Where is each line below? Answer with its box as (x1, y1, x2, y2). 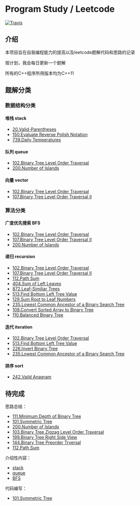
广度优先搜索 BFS (5, 220, 40, 226)
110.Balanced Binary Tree (12, 312, 64, 318)
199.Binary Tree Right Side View (12, 435, 77, 440)
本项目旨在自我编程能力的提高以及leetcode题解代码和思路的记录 (5, 49, 136, 55)
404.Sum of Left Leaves (12, 281, 62, 286)
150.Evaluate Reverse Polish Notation (12, 132, 88, 137)
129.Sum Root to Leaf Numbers (12, 297, 76, 302)
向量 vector (5, 177, 29, 183)
